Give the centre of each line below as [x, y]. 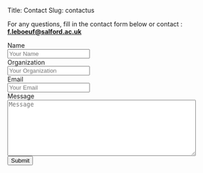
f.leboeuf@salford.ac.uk [45, 32]
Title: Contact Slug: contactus [51, 10]
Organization [26, 62]
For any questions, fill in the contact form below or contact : [95, 24]
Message [21, 96]
